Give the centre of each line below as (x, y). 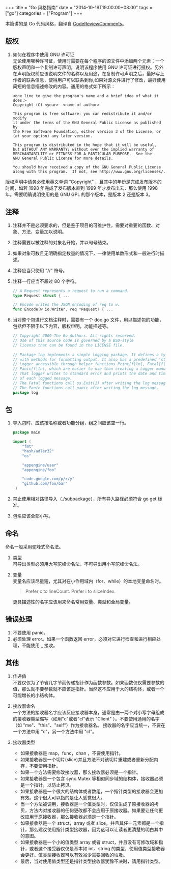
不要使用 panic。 (30, 632)
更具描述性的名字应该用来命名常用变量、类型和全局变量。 (73, 601)
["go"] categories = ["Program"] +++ (44, 13)
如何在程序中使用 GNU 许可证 (44, 54)
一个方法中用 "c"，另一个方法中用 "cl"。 (54, 731)
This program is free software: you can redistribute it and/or (82, 113)
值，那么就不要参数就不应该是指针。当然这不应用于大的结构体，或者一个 (88, 689)
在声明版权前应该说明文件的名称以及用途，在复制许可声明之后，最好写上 (88, 73)
